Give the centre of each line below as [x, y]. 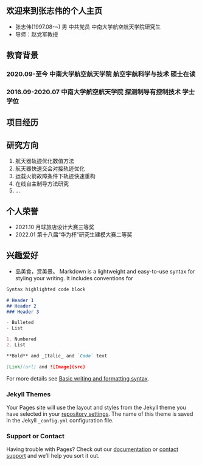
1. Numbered [21, 339]
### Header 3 [23, 312]
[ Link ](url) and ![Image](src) [46, 367]
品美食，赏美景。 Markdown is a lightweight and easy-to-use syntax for [105, 271]
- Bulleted [20, 323]
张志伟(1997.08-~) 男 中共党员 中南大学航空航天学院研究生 [88, 27]
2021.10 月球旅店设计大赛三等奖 [54, 227]
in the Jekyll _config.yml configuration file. [60, 420]
